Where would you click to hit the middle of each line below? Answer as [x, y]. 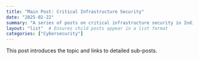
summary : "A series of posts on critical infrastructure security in [94, 23]
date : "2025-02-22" [30, 17]
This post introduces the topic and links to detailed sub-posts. [82, 50]
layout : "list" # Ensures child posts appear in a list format [87, 28]
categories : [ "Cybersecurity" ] [45, 34]
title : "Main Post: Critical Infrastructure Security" [75, 12]
